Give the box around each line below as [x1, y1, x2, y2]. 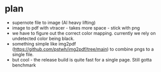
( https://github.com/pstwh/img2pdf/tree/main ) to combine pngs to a [12, 46, 154, 52]
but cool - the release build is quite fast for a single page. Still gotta [12, 56, 152, 62]
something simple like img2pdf [12, 40, 76, 46]
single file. [12, 51, 34, 57]
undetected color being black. [12, 35, 75, 41]
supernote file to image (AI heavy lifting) [12, 19, 96, 25]
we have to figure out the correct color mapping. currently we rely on [12, 30, 156, 36]
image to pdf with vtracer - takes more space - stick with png [12, 24, 140, 30]
